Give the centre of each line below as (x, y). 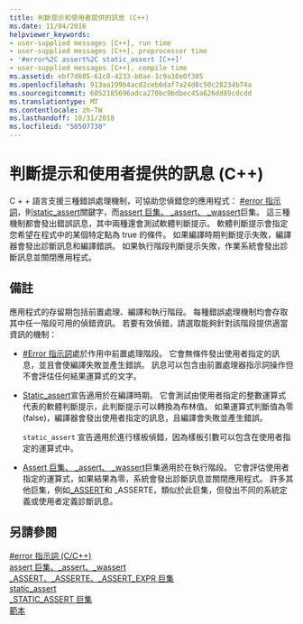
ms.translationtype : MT (54, 101)
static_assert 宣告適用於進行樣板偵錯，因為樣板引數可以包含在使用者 (152, 436)
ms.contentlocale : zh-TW (56, 110)
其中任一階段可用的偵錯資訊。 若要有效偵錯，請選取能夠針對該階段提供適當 (149, 323)
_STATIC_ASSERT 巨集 (51, 599)
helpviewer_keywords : (50, 34)
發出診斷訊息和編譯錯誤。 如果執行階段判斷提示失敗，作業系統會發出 (152, 245)
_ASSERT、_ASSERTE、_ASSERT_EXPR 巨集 (92, 578)
